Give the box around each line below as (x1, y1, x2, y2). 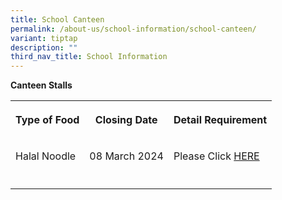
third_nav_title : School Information (10, 52, 168, 62)
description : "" (10, 42, 78, 53)
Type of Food (15, 113, 80, 127)
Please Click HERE (173, 149, 260, 163)
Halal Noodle (15, 149, 77, 163)
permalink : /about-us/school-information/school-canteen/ (10, 24, 257, 34)
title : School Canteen (10, 14, 105, 25)
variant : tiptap (10, 33, 78, 43)
